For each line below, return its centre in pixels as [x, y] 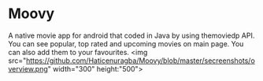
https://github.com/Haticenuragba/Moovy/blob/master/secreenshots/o [141, 61]
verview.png [28, 68]
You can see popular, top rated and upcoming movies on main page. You [126, 43]
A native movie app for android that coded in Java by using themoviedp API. [131, 35]
